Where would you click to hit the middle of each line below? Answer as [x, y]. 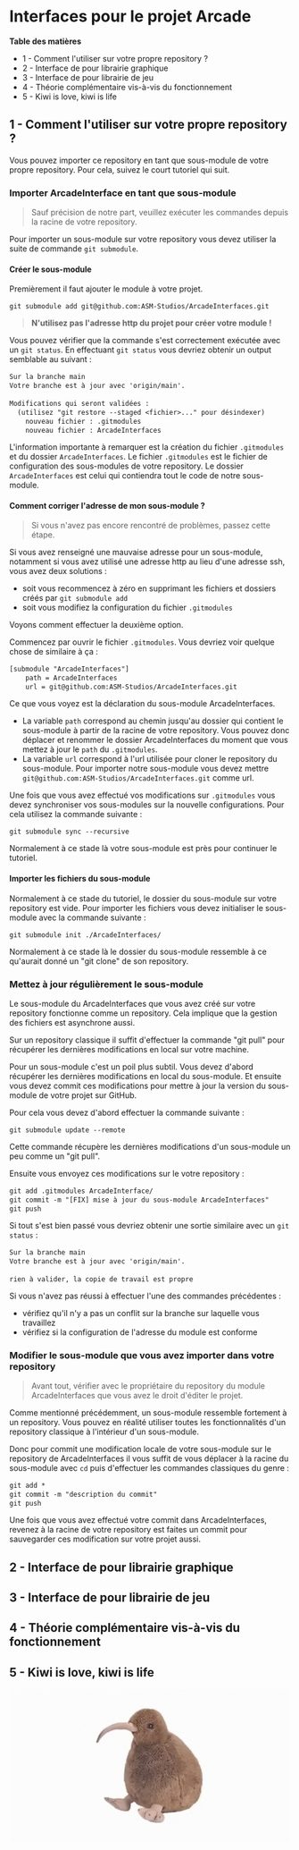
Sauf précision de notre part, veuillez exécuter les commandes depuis [159, 213]
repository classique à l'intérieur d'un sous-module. [104, 1432]
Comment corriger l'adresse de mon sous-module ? [107, 505]
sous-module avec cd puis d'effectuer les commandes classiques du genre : [149, 1468]
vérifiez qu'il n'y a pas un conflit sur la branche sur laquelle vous [141, 1313]
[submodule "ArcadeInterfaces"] [69, 669]
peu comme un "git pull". [55, 1156]
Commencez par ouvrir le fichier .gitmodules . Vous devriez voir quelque [142, 642]
